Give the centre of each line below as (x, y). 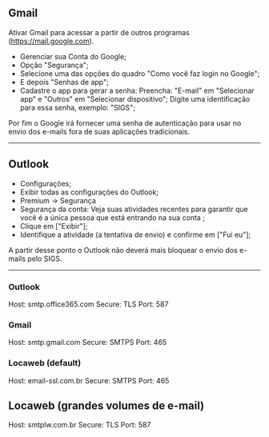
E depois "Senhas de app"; (64, 82)
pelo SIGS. (45, 259)
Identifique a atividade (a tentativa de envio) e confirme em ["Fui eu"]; (135, 235)
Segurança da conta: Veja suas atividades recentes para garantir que (134, 209)
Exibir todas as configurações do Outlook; (89, 192)
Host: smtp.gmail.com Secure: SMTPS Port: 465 (88, 343)
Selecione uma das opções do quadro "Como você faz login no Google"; (140, 73)
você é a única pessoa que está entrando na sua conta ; (112, 217)
